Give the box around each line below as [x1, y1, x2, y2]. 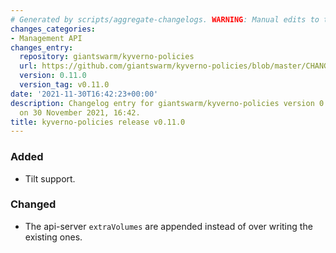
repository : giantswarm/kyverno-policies [19, 52, 195, 62]
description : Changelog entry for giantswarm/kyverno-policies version [10, 98, 315, 108]
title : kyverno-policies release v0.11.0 [10, 117, 186, 127]
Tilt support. [24, 172, 76, 185]
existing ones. [24, 231, 83, 243]
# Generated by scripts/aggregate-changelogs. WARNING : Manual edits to [10, 14, 320, 25]
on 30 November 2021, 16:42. [19, 107, 141, 118]
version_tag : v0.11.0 [19, 80, 110, 90]
